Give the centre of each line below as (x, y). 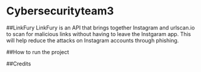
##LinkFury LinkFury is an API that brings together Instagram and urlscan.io (100, 28)
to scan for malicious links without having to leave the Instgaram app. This (99, 34)
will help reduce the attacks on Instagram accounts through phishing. (93, 40)
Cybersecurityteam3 (60, 11)
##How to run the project (38, 52)
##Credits (19, 64)
